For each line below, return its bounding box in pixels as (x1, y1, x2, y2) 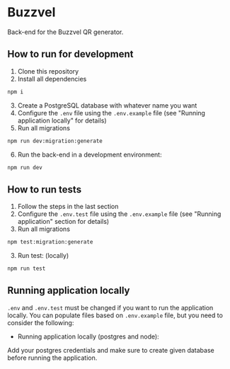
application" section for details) (17, 217, 110, 226)
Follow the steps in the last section (17, 203, 119, 211)
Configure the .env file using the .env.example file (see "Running (17, 108, 205, 117)
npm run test (7, 265, 46, 273)
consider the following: (7, 318, 74, 327)
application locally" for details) (17, 116, 108, 125)
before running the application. (7, 353, 98, 362)
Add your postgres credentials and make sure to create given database (7, 346, 214, 354)
